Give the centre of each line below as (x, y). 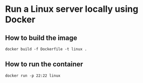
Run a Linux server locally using (72, 9)
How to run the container (44, 64)
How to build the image (41, 38)
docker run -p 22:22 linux (33, 76)
